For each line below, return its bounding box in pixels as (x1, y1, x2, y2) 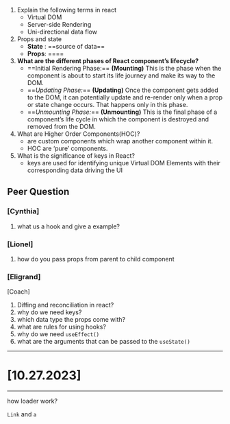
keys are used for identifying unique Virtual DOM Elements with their (27, 159, 220, 167)
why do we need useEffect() (16, 330, 100, 338)
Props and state (16, 35, 62, 43)
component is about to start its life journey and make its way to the (27, 71, 216, 80)
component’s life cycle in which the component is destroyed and (27, 115, 209, 123)
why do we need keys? (16, 308, 82, 316)
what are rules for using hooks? (16, 322, 106, 331)
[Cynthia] (7, 207, 40, 216)
